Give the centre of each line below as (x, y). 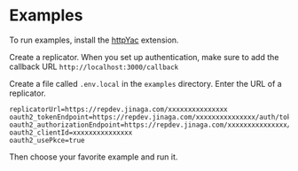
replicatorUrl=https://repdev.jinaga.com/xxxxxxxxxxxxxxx (118, 109)
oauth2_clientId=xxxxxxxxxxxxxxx (71, 132)
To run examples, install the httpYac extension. (94, 40)
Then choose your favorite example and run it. (94, 157)
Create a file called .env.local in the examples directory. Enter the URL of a (145, 83)
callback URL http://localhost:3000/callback (94, 66)
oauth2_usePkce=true (47, 140)
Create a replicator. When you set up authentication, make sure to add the (144, 57)
